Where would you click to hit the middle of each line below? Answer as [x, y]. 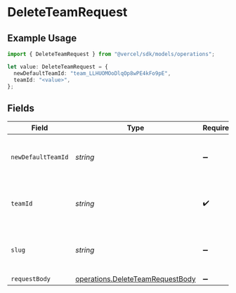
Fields [21, 108]
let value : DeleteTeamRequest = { [58, 67]
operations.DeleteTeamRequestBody [135, 279]
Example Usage [42, 38]
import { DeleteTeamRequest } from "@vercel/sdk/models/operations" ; [111, 54]
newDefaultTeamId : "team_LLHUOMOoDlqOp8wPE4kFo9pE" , [92, 73]
